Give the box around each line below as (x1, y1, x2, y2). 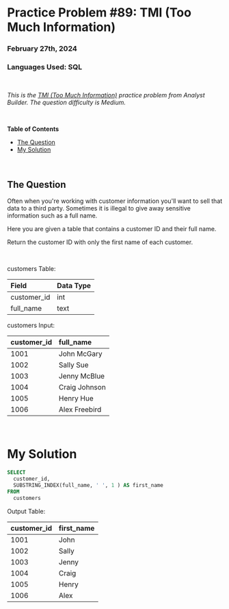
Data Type (57, 281, 91, 291)
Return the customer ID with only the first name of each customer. (7, 238, 193, 246)
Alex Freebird (58, 405, 102, 414)
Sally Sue (58, 360, 89, 370)
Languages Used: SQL (7, 62, 83, 72)
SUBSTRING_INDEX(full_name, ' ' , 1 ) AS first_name (13, 481, 164, 488)
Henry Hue (58, 394, 94, 403)
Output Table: (7, 507, 46, 515)
